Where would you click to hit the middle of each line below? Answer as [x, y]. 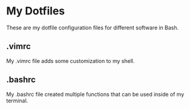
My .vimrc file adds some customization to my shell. [71, 60]
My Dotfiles [35, 11]
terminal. [17, 101]
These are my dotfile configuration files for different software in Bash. [93, 28]
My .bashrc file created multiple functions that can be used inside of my [95, 94]
